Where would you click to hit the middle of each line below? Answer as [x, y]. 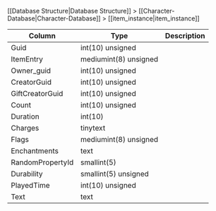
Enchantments [35, 151]
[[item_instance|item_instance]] [154, 18]
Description [185, 36]
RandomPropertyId [42, 162]
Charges [25, 128]
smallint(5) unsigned [115, 174]
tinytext [93, 128]
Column [42, 36]
